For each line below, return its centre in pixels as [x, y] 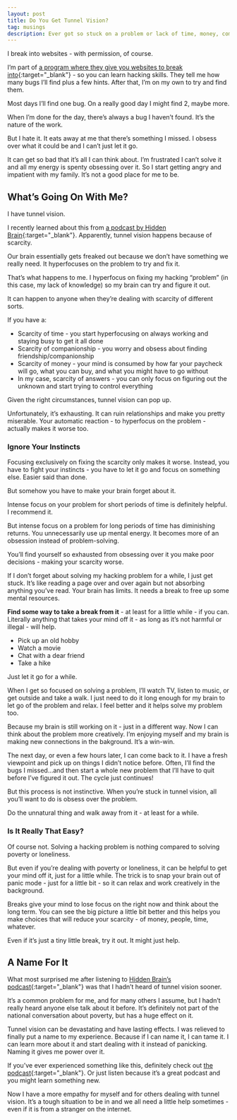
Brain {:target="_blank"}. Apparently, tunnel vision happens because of [110, 235]
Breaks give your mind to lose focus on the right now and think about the [113, 904]
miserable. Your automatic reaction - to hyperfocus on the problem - [107, 421]
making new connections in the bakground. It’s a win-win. [91, 742]
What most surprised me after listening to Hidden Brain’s [89, 979]
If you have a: [27, 320]
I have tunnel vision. [36, 214]
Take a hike [34, 663]
